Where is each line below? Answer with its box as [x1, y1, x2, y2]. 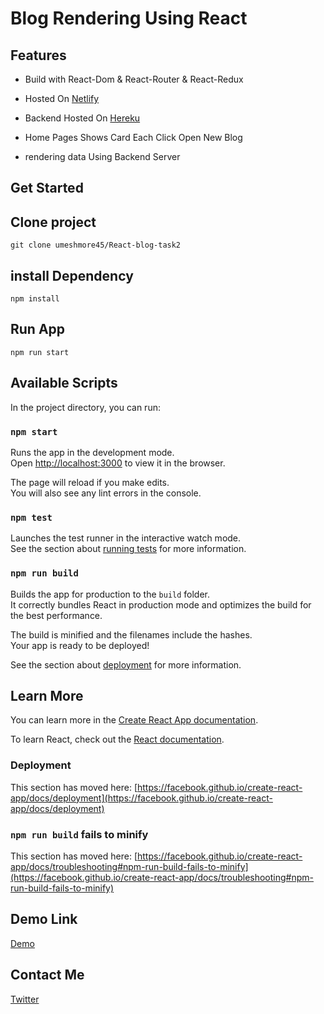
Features [10, 47, 67, 64]
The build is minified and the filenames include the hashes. [10, 628, 253, 641]
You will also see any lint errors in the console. [10, 487, 202, 499]
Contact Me [10, 967, 85, 984]
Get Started [10, 180, 84, 197]
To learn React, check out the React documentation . [10, 733, 225, 746]
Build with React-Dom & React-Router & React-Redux [24, 73, 244, 85]
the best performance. [10, 609, 103, 621]
